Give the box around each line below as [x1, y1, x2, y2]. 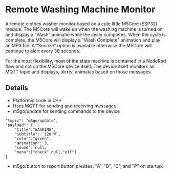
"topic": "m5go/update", [5, 118, 58, 123]
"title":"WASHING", [14, 127, 56, 132]
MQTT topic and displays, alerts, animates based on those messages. [5, 68, 153, 75]
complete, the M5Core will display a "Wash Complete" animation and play [5, 37, 161, 43]
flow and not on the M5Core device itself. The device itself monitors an [5, 63, 155, 69]
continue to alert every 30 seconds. [5, 48, 81, 54]
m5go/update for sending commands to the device [12, 108, 120, 114]
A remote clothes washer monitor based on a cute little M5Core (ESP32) [5, 21, 158, 27]
